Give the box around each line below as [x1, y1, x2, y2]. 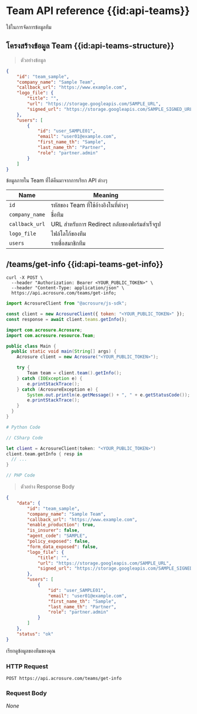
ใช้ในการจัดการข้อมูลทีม [6, 23, 52, 31]
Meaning [93, 191, 119, 199]
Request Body [6, 689, 47, 697]
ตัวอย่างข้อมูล [20, 56, 46, 63]
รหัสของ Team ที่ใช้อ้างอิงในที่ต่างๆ [50, 201, 128, 209]
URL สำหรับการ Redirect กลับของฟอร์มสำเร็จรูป [50, 220, 161, 228]
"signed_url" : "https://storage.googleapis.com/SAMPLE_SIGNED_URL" [27, 106, 195, 112]
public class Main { [6, 343, 57, 349]
